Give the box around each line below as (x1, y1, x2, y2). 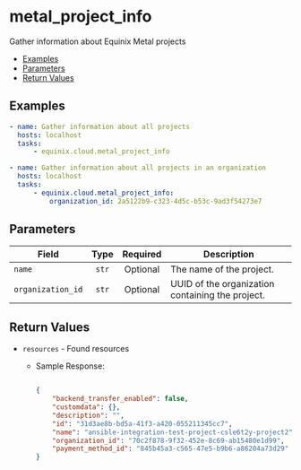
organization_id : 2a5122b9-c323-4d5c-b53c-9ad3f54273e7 (48, 196, 262, 205)
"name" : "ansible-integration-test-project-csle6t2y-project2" (52, 428, 293, 437)
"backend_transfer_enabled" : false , (52, 395, 189, 404)
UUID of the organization (169, 278, 275, 291)
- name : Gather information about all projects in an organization (9, 163, 267, 172)
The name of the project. (169, 263, 275, 275)
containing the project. (169, 289, 266, 301)
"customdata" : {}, (52, 403, 121, 412)
